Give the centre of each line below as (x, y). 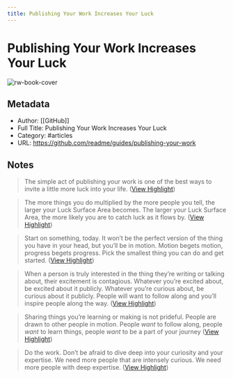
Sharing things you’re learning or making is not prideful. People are (120, 317)
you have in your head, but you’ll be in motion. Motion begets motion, (123, 246)
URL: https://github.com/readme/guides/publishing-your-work (106, 143)
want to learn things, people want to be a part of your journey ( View (121, 332)
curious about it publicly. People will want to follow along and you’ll (120, 296)
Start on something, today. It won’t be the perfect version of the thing (123, 238)
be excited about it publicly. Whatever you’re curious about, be (114, 289)
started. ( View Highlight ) (59, 260)
